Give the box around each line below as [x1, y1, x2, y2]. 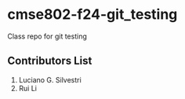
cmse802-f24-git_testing [7, 5, 178, 24]
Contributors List [7, 54, 92, 68]
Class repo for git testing [7, 31, 87, 41]
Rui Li [18, 83, 37, 93]
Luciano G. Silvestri [18, 75, 82, 84]
